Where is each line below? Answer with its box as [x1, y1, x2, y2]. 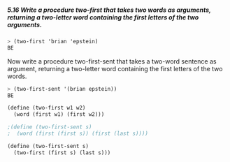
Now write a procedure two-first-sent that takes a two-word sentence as [7, 57, 217, 66]
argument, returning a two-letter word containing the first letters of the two [7, 64, 223, 73]
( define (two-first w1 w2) [7, 105, 86, 112]
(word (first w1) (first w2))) [13, 111, 105, 118]
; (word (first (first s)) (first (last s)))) [7, 130, 149, 138]
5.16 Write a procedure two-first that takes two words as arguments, [7, 6, 211, 14]
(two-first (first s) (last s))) [13, 149, 111, 156]
